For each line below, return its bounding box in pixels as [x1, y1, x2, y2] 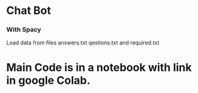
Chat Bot [6, 4, 52, 18]
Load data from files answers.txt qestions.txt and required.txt [6, 39, 160, 46]
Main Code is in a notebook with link [6, 60, 193, 74]
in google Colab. [6, 74, 91, 87]
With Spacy [6, 26, 41, 34]
